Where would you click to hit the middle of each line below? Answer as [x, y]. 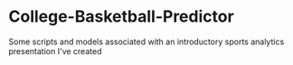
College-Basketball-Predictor [121, 17]
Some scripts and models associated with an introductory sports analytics [146, 42]
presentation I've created [55, 51]
